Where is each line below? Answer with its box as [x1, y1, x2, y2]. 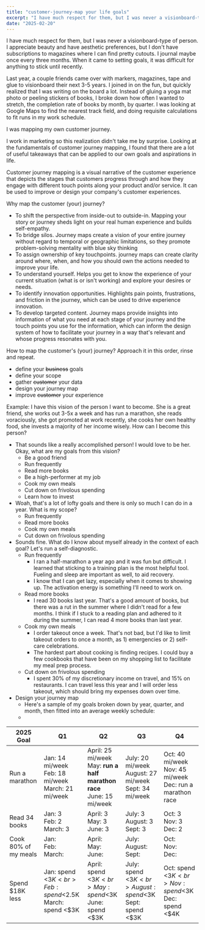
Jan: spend [43, 868, 76, 876]
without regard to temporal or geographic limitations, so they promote [15, 238, 191, 245]
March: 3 [43, 825, 70, 833]
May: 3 [87, 817, 107, 826]
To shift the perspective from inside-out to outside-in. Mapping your [15, 212, 187, 219]
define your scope [15, 372, 62, 379]
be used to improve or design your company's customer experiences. [6, 188, 182, 196]
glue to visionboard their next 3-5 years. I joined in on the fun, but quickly [6, 81, 191, 89]
